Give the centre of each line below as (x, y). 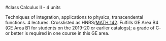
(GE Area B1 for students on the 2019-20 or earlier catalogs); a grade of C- (83, 28)
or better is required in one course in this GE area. (57, 33)
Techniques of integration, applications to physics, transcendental (74, 17)
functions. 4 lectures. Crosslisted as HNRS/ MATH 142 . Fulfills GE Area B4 (82, 23)
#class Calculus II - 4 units (33, 7)
